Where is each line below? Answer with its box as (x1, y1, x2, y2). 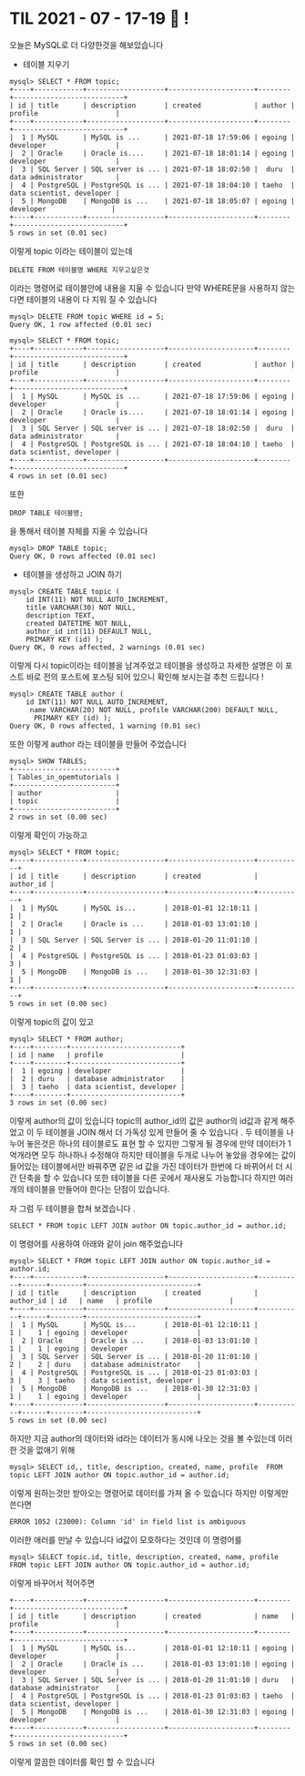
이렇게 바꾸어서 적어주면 (9, 1577, 96, 1588)
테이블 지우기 (22, 58, 70, 69)
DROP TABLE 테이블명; (9, 508, 84, 517)
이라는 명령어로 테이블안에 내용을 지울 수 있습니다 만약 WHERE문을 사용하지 (9, 282, 279, 293)
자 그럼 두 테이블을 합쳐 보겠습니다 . (9, 1202, 136, 1214)
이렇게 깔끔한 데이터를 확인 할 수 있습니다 (9, 1756, 156, 1767)
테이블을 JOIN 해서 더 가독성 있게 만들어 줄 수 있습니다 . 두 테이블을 (45, 1127, 285, 1138)
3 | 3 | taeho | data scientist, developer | (9, 1375, 202, 1385)
